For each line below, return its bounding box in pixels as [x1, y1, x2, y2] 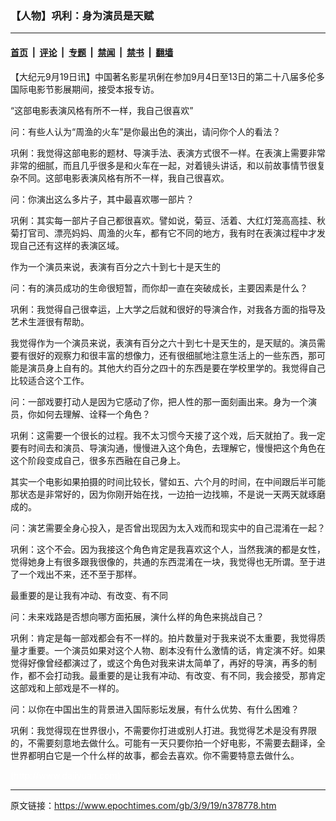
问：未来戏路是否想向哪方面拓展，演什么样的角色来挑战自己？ [10, 610, 265, 622]
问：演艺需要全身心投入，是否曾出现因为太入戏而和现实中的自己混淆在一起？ [10, 522, 326, 534]
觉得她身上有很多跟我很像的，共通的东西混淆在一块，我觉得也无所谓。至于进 [10, 555, 326, 567]
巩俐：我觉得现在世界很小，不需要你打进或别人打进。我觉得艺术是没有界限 [10, 724, 317, 736]
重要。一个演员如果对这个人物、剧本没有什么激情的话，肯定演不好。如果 [27, 644, 326, 656]
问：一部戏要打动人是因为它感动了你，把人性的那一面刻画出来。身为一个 [10, 395, 308, 407]
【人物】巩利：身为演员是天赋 [10, 8, 155, 22]
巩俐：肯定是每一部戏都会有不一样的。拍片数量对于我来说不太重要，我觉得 [10, 632, 317, 644]
